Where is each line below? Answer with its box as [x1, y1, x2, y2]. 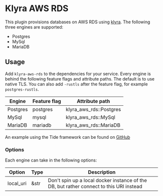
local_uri [7, 180, 27, 187]
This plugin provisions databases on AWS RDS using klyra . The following [5, 19, 150, 25]
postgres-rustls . [5, 86, 39, 92]
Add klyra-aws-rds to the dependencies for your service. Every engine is [5, 71, 151, 77]
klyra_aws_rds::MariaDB [65, 122, 120, 129]
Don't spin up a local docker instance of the [48, 177, 147, 184]
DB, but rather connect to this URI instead [48, 183, 142, 190]
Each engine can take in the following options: [5, 157, 97, 163]
